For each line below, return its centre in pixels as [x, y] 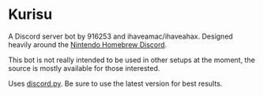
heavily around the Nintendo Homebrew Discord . [88, 44]
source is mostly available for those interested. [84, 68]
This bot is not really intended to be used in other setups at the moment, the [131, 60]
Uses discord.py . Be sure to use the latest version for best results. [115, 83]
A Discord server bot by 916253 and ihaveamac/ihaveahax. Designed [120, 36]
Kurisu [30, 15]
